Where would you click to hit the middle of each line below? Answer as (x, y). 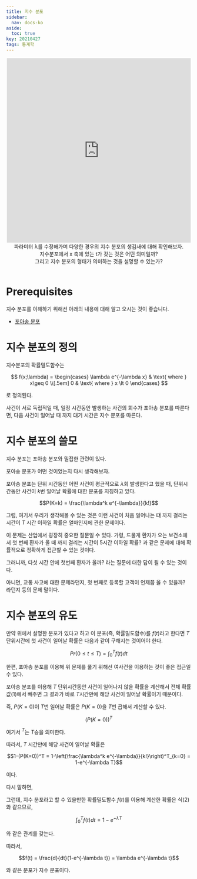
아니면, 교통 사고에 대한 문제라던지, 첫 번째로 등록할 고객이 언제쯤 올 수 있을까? (96, 582)
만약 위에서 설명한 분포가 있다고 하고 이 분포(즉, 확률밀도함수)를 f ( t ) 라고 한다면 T (98, 633)
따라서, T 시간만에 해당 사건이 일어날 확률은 (56, 744)
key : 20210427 (24, 39)
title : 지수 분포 (25, 12)
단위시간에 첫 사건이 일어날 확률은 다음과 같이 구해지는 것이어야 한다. (84, 641)
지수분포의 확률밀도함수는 (35, 365)
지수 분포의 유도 (42, 615)
